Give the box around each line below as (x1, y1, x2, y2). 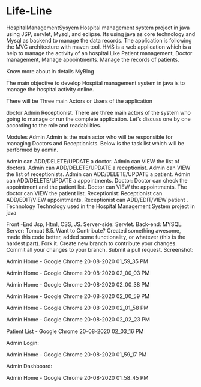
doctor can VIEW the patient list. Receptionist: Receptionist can (6, 189, 163, 197)
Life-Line (6, 4, 52, 18)
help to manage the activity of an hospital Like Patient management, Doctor (6, 49, 193, 56)
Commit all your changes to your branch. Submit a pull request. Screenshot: (6, 246, 194, 253)
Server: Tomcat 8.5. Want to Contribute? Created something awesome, (6, 227, 181, 234)
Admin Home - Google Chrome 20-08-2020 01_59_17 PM (6, 350, 147, 358)
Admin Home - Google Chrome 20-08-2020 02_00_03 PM (6, 269, 150, 276)
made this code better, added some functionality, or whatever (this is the (6, 233, 186, 240)
